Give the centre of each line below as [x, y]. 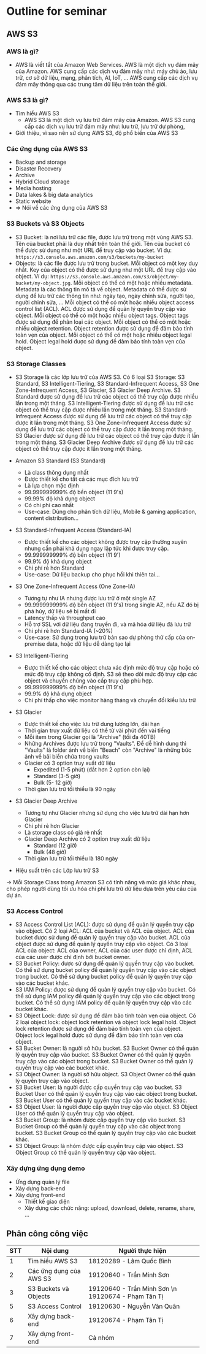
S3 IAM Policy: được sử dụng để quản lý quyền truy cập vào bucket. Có [105, 990]
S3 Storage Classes [36, 364]
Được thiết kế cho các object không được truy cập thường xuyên [106, 542]
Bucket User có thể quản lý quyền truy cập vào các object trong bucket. [106, 1094]
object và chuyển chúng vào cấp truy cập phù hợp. [89, 681]
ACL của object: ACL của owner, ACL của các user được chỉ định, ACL [104, 950]
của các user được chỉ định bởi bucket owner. [73, 957]
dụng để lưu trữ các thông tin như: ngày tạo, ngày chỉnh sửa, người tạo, [105, 296]
